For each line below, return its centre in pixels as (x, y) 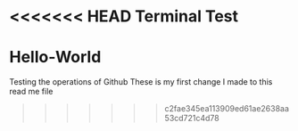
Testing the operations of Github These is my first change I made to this (141, 82)
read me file (31, 92)
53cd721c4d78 (192, 119)
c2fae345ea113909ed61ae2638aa (227, 109)
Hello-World (55, 57)
